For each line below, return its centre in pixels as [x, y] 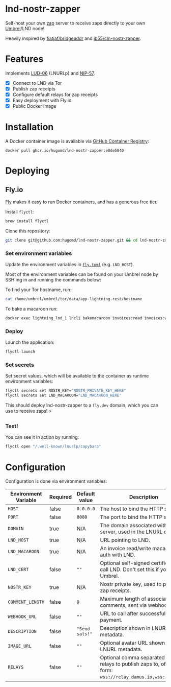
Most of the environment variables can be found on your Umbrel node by [82, 274]
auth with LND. [118, 555]
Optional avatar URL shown [133, 643]
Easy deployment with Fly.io [42, 101]
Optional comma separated [133, 658]
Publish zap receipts [34, 89]
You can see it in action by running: [42, 437]
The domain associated [128, 526]
